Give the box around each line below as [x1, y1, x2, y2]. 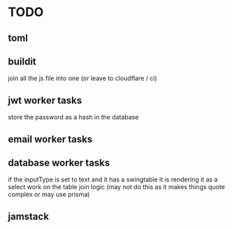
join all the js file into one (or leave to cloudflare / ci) [8, 74, 157, 82]
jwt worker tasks [8, 94, 82, 106]
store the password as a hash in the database [8, 113, 139, 121]
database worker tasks [8, 156, 110, 168]
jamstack [8, 210, 50, 222]
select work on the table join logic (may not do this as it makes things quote [8, 183, 226, 191]
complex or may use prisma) [8, 190, 90, 199]
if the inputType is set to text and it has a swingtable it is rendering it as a [8, 175, 218, 184]
